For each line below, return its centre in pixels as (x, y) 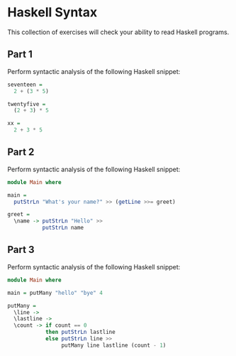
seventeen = (25, 85)
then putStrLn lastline (80, 332)
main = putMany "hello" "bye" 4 (55, 293)
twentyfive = (27, 104)
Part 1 (20, 54)
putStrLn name (63, 228)
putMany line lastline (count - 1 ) (114, 345)
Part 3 (21, 250)
